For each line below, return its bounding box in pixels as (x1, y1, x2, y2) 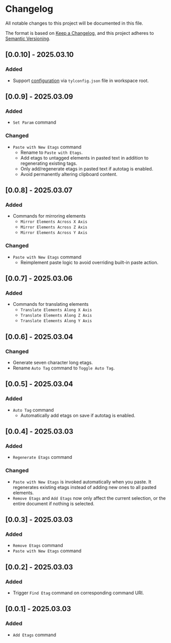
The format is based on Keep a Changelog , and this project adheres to (5, 30, 154, 36)
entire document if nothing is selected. (12, 500, 95, 506)
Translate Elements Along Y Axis (20, 319, 92, 324)
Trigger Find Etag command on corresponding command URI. (12, 590, 144, 596)
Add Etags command (12, 632, 56, 638)
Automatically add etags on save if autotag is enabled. (20, 412, 136, 418)
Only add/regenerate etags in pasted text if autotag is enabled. (20, 165, 154, 172)
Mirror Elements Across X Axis (20, 219, 88, 225)
